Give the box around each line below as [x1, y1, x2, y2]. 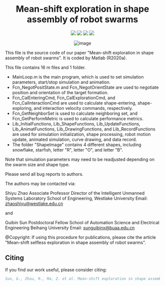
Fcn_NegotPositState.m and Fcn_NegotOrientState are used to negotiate [12, 84, 159, 90]
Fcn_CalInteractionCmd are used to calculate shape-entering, [12, 100, 137, 106]
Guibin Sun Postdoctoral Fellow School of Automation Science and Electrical [5, 219, 160, 225]
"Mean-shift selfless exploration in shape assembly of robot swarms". [5, 239, 146, 245]
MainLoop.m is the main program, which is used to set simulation [12, 74, 144, 79]
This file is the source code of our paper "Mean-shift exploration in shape [5, 50, 154, 55]
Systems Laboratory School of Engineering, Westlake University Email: [5, 195, 148, 201]
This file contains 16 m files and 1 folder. [5, 64, 86, 70]
